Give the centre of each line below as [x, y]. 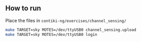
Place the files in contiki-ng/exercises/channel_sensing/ [66, 20]
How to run [23, 8]
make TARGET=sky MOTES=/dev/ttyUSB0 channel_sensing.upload [71, 30]
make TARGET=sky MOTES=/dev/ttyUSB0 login [51, 34]
